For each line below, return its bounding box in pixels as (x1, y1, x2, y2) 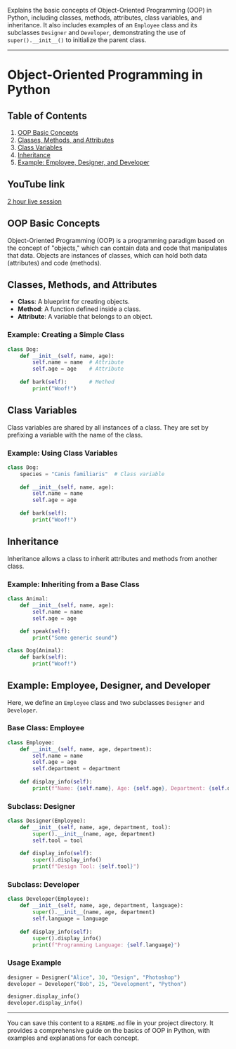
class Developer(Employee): (7, 895, 90, 903)
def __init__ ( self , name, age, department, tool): (20, 824, 171, 831)
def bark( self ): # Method (20, 378, 114, 385)
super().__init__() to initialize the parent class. (7, 36, 147, 44)
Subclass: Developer (7, 880, 80, 890)
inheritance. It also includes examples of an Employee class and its (7, 21, 198, 29)
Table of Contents (7, 110, 88, 121)
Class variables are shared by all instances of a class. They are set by (7, 423, 209, 431)
